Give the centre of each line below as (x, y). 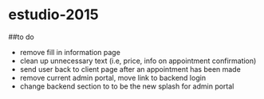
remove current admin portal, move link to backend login (112, 77)
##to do (21, 37)
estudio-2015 (53, 15)
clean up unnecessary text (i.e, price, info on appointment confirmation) (138, 61)
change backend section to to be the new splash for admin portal (127, 86)
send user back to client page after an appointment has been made (130, 69)
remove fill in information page (70, 52)
